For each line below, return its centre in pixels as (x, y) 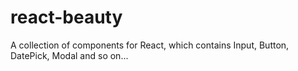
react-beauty (66, 17)
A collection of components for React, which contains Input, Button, (150, 45)
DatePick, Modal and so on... (69, 55)
